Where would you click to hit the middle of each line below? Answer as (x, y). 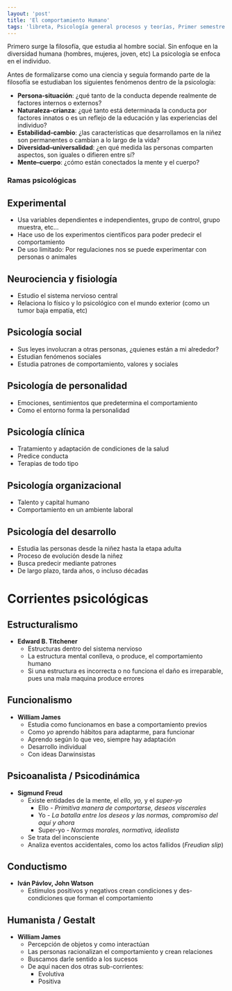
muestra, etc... (38, 227)
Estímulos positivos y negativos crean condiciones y (102, 891)
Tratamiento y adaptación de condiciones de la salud (93, 449)
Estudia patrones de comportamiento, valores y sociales (98, 364)
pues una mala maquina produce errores (86, 678)
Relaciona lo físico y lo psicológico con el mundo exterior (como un (113, 303)
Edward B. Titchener (47, 641)
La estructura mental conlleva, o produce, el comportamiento (115, 656)
